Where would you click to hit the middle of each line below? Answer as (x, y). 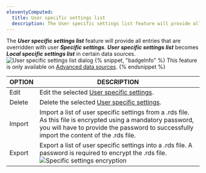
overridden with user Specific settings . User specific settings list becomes (102, 47)
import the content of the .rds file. (88, 136)
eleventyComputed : (30, 12)
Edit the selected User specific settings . (97, 93)
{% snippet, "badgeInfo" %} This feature (146, 60)
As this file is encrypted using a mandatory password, (117, 120)
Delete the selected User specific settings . (101, 102)
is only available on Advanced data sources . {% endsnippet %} (86, 67)
